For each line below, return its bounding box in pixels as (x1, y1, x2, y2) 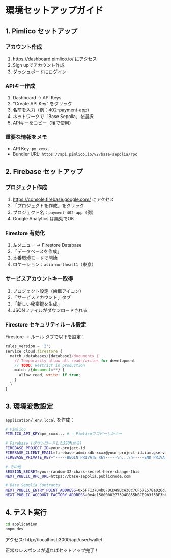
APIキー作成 (5, 82, 35, 89)
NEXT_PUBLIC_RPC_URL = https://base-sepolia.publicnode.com (5, 474, 131, 479)
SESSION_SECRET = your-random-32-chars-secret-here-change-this (5, 469, 140, 474)
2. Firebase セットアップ (5, 167, 83, 176)
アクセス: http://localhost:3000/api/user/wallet (5, 536, 103, 542)
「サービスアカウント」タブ (12, 294, 71, 300)
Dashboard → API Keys (12, 95, 62, 101)
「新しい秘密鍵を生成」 (12, 300, 62, 307)
